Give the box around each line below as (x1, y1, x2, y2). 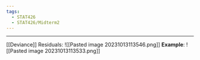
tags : (6, 8, 20, 15)
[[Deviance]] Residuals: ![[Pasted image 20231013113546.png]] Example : (6, 41, 185, 48)
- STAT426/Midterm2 (11, 19, 60, 25)
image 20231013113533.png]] (28, 48, 101, 55)
